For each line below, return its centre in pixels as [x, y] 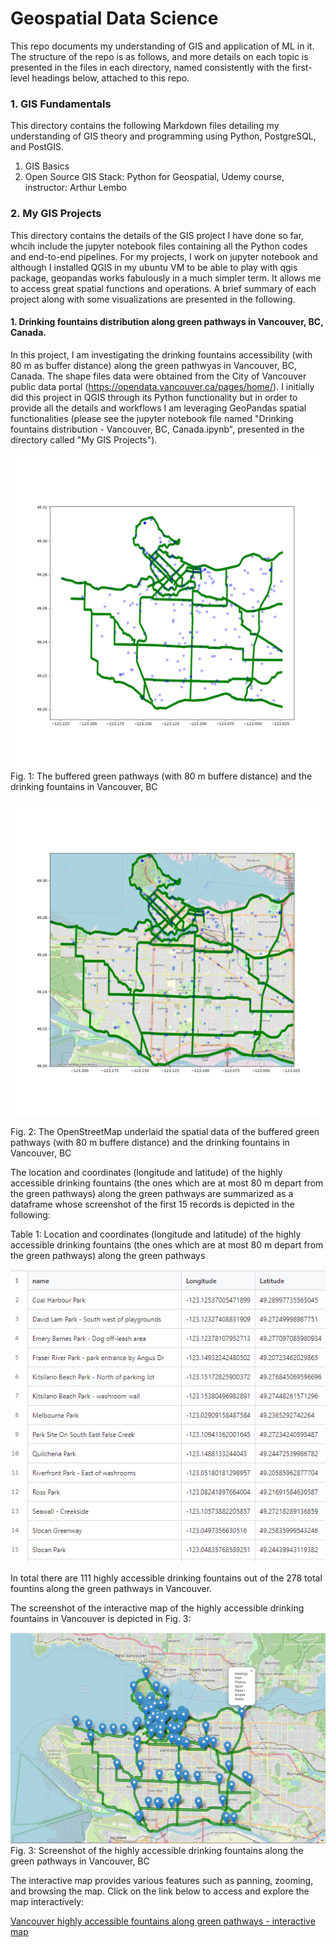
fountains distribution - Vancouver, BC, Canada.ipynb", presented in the [157, 429]
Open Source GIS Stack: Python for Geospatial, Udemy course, [154, 177]
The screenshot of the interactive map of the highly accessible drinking [157, 1608]
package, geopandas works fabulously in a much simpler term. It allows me [166, 278]
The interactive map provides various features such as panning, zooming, [162, 1881]
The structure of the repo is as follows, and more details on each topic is [159, 56]
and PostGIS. [37, 147]
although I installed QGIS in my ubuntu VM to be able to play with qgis [154, 267]
